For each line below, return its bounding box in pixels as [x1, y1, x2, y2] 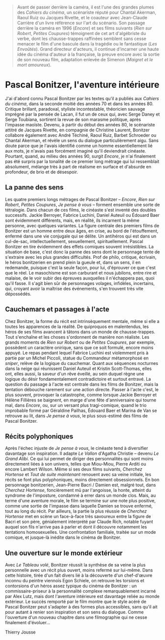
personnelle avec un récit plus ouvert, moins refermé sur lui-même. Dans [5, 567, 153, 573]
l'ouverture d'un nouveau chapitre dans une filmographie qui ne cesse [5, 614, 147, 620]
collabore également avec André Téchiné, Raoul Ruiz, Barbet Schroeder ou [5, 132, 157, 138]
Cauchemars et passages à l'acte [5, 305, 110, 314]
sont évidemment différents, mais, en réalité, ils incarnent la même [5, 217, 140, 223]
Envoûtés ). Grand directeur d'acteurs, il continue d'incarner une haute [17, 46, 159, 52]
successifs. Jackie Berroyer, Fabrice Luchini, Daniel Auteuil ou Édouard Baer [5, 212, 160, 218]
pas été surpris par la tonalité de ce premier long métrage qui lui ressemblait [5, 158, 160, 164]
